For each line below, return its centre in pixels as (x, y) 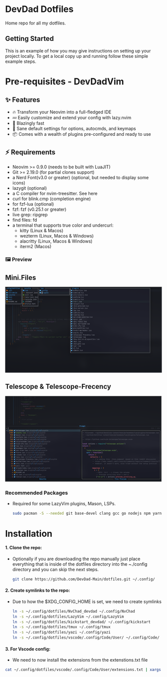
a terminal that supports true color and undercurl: (63, 225)
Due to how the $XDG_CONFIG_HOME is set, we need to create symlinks (87, 601)
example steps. (21, 61)
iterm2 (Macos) (36, 246)
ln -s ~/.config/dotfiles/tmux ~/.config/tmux (61, 627)
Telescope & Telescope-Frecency (58, 387)
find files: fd (25, 220)
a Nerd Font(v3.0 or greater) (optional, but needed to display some (81, 177)
